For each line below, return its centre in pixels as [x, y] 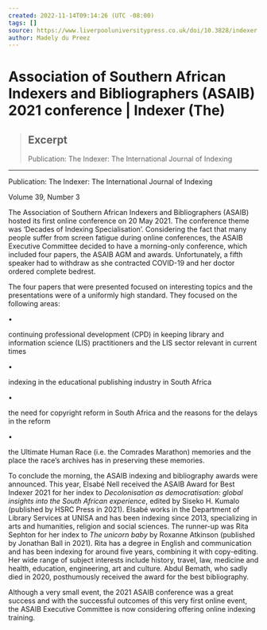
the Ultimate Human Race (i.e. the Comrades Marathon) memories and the [130, 452]
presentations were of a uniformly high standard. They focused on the [123, 295]
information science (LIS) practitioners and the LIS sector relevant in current [133, 343]
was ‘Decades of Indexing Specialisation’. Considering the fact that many [128, 229]
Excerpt [47, 140]
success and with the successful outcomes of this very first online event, [128, 601]
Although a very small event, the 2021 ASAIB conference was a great [121, 593]
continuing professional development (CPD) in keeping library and [116, 335]
